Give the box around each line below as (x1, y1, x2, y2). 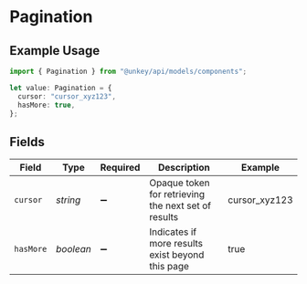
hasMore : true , (17, 100, 76, 110)
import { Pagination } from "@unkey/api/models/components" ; (9, 67, 248, 76)
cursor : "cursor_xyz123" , (17, 91, 117, 101)
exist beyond (149, 248, 205, 261)
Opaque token (149, 176, 210, 189)
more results (149, 237, 204, 250)
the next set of (149, 199, 212, 212)
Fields (9, 134, 46, 150)
